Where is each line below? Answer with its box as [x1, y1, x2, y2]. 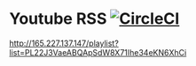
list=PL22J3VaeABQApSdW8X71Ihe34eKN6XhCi [9, 47, 187, 57]
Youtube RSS [9, 9, 107, 29]
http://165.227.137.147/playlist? [9, 38, 120, 48]
